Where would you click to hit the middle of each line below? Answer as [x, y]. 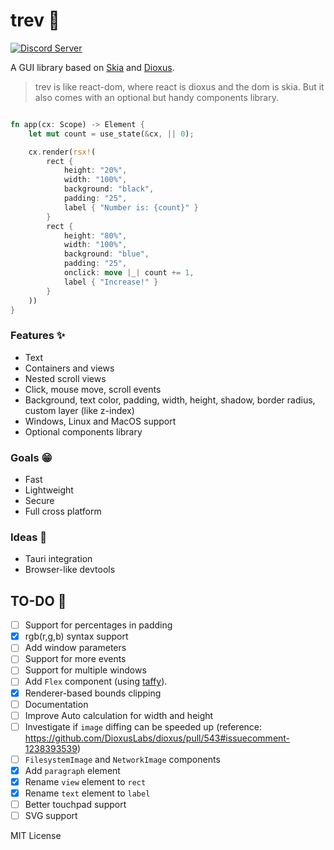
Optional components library [83, 431]
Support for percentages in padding [98, 625]
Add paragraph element [72, 770]
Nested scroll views [65, 378]
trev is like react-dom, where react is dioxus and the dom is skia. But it [179, 86]
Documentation [56, 704]
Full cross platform [63, 511]
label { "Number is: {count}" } [131, 207]
